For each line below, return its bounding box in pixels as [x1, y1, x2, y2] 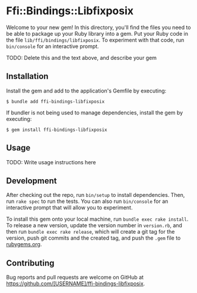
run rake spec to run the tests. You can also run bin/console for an [6, 198, 169, 205]
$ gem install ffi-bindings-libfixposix [6, 126, 108, 133]
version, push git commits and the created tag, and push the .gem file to [6, 234, 181, 241]
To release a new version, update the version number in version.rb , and [6, 222, 183, 229]
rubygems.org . [6, 241, 42, 248]
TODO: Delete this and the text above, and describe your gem [6, 54, 157, 61]
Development [6, 176, 58, 186]
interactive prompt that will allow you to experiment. [6, 204, 133, 211]
